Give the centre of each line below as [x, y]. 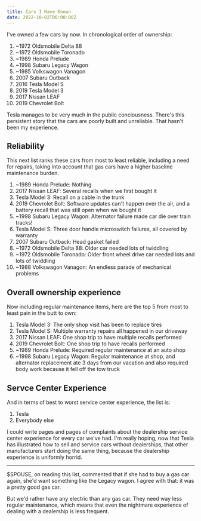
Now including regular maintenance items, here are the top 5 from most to [98, 307]
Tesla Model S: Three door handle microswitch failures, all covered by [101, 229]
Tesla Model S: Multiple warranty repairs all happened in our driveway [101, 331]
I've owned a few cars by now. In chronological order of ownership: [89, 34]
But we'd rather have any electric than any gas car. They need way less [95, 498]
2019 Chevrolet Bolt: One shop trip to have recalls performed [90, 344]
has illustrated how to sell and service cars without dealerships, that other [98, 444]
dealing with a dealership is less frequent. [58, 511]
